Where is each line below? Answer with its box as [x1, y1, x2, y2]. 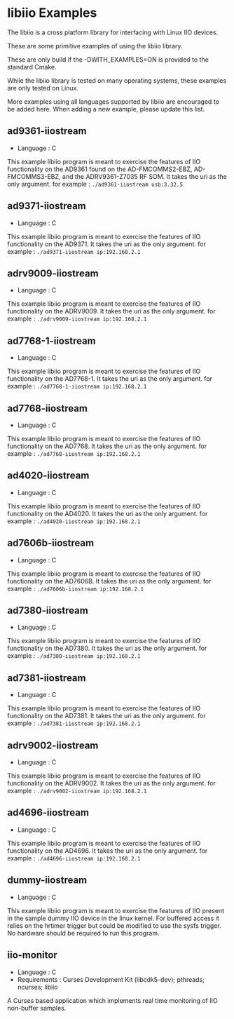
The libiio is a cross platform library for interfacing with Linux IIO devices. [7, 28, 219, 36]
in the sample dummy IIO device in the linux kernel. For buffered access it [7, 914, 219, 922]
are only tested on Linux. [7, 83, 79, 92]
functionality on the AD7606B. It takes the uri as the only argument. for [7, 576, 212, 585]
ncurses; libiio [17, 983, 58, 991]
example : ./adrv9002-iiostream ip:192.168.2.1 [7, 787, 147, 795]
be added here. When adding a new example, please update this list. [7, 104, 205, 113]
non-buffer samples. [7, 1004, 67, 1012]
